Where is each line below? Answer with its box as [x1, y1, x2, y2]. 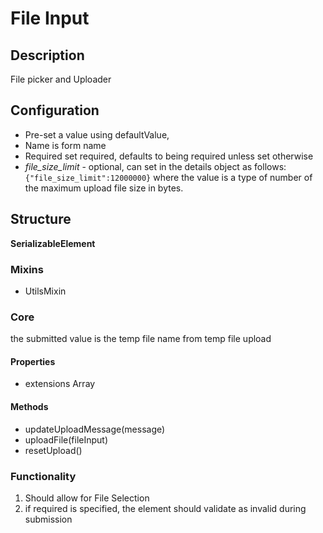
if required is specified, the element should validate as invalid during [24, 502, 307, 514]
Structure [10, 211, 72, 228]
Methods [10, 401, 49, 413]
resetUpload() [24, 444, 83, 456]
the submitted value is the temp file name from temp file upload [10, 333, 272, 345]
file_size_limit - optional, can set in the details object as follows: [24, 160, 287, 172]
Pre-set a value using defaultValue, [24, 128, 170, 141]
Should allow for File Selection [24, 492, 150, 504]
